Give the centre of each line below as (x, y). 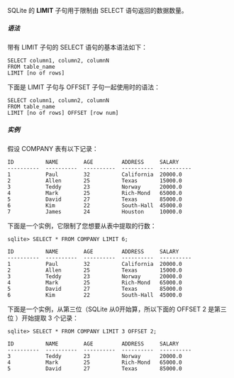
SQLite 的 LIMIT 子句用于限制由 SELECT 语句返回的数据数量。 (97, 10)
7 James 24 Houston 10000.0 (95, 211)
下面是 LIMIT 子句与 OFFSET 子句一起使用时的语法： (84, 87)
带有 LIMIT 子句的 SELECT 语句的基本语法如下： (77, 47)
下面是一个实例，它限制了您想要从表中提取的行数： (82, 226)
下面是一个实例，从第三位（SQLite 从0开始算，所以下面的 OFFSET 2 (107, 309)
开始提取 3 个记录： (50, 318)
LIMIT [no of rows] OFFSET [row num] (63, 113)
